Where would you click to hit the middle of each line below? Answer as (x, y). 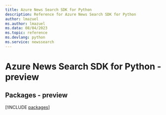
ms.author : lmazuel (25, 24)
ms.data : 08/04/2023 (27, 28)
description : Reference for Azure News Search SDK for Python (71, 14)
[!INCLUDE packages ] (28, 107)
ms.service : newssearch (30, 42)
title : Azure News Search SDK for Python (49, 10)
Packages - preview (36, 95)
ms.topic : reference (27, 33)
